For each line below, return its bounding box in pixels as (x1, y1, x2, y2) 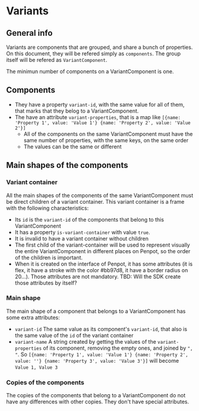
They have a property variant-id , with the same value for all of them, (14, 101, 185, 108)
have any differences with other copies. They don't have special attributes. (6, 398, 189, 406)
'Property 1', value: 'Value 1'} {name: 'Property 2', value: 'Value (14, 120, 191, 126)
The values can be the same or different (23, 143, 122, 150)
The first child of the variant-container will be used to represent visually (14, 241, 190, 248)
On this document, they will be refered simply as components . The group (6, 50, 181, 57)
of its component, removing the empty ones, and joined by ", (43, 344, 193, 351)
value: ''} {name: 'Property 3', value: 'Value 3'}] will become (14, 357, 179, 364)
